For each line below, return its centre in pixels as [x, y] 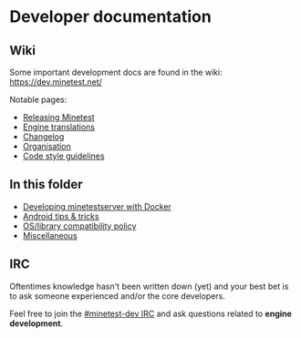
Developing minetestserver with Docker [97, 206]
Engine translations [59, 127]
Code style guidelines [63, 156]
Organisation [47, 146]
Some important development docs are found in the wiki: [116, 72]
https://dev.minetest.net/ [56, 82]
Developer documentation [110, 17]
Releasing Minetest [58, 117]
